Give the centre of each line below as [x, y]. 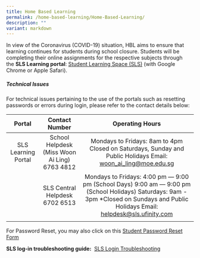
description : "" [26, 23]
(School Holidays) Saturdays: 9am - [137, 192]
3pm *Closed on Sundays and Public [137, 199]
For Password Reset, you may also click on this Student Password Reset [94, 231]
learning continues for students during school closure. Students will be [93, 52]
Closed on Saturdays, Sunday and [137, 149]
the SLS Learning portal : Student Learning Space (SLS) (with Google [91, 64]
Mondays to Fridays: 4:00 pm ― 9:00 [137, 177]
